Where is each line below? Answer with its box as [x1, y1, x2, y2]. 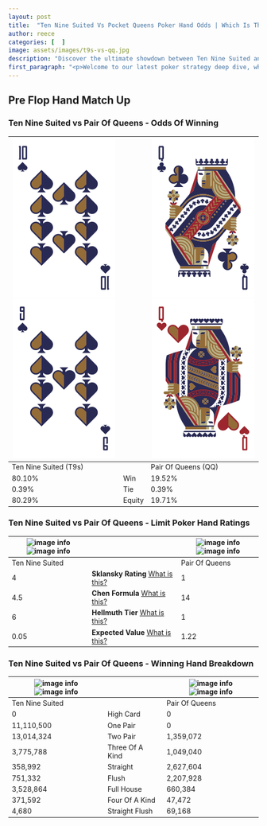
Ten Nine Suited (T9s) [11, 462, 84, 472]
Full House [106, 784, 142, 793]
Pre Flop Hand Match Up [8, 94, 131, 107]
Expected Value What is [91, 627, 172, 637]
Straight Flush [106, 806, 153, 816]
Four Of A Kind [106, 796, 156, 805]
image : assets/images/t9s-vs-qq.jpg [8, 46, 130, 55]
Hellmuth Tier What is [91, 608, 164, 618]
